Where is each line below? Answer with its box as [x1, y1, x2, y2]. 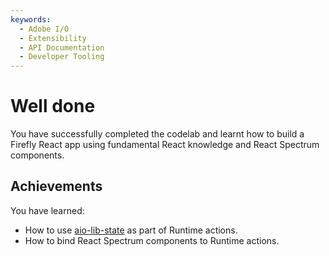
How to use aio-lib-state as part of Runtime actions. [24, 224, 238, 236]
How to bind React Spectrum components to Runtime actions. [24, 234, 280, 246]
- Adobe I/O [19, 24, 70, 34]
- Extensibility [19, 33, 87, 43]
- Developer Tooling [19, 52, 105, 62]
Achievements [10, 178, 103, 195]
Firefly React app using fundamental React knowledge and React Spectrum [10, 139, 320, 151]
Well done [10, 95, 96, 118]
